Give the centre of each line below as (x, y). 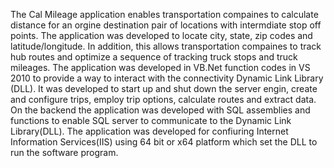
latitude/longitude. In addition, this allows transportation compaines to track (166, 46)
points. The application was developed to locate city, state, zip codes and (161, 35)
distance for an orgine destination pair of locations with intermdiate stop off (166, 25)
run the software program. (64, 152)
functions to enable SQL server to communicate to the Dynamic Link (151, 120)
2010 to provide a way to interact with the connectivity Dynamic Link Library (167, 78)
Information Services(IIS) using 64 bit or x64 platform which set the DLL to (164, 142)
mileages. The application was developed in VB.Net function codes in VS (160, 67)
